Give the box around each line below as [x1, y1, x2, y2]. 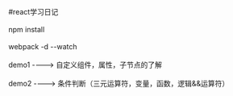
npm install [8, 25, 45, 34]
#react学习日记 [8, 7, 59, 16]
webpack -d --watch [8, 42, 77, 51]
